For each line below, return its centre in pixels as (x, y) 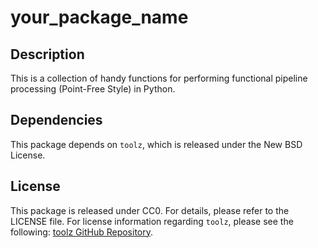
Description (47, 54)
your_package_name (99, 17)
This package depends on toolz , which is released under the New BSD (156, 144)
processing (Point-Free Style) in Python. (93, 89)
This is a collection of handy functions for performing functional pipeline (159, 78)
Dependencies (56, 120)
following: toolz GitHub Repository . (82, 232)
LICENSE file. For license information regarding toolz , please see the (152, 221)
